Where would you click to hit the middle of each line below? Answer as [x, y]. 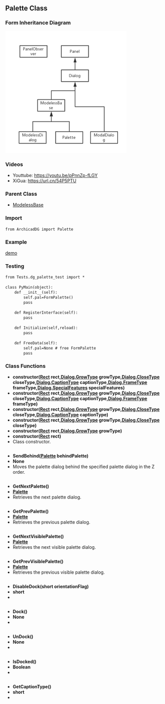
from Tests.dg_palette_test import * [45, 277]
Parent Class [21, 194]
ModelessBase [28, 205]
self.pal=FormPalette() [48, 298]
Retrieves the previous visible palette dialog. [59, 572]
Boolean [22, 667]
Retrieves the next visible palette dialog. [54, 547]
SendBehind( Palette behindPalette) [50, 456]
